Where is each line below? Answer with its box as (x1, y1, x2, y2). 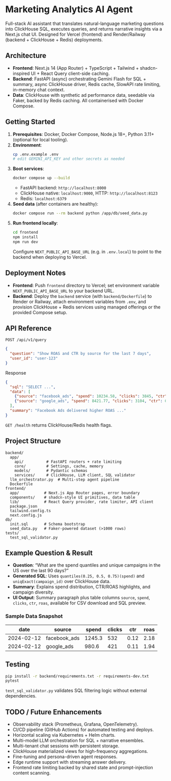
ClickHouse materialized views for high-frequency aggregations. (12, 748, 149, 755)
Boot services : (12, 165, 44, 172)
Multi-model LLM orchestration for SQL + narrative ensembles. (12, 737, 145, 744)
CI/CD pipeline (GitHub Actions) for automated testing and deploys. (12, 727, 154, 733)
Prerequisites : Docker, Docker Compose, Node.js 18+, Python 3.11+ (12, 131, 154, 137)
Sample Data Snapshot (5, 612, 63, 620)
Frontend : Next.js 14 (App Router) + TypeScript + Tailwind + (12, 65, 139, 71)
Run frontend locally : (12, 220, 59, 226)
